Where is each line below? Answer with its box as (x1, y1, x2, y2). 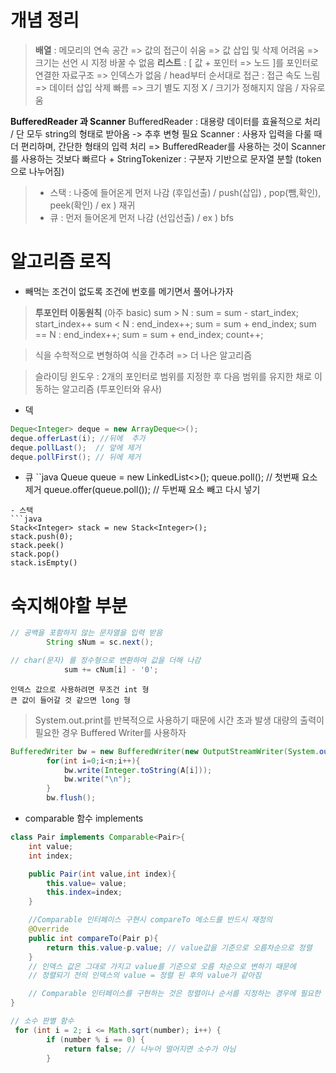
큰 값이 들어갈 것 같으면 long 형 (10, 695, 131, 705)
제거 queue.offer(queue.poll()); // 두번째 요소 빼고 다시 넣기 (24, 484, 261, 496)
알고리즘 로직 (10, 251, 112, 273)
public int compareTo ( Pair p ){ (28, 933, 159, 943)
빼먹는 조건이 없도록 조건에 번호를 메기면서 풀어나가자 (24, 285, 234, 297)
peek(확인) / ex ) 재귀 (49, 199, 136, 211)
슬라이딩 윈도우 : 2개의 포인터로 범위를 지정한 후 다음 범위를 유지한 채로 (34, 370, 313, 382)
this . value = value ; (46, 878, 128, 888)
